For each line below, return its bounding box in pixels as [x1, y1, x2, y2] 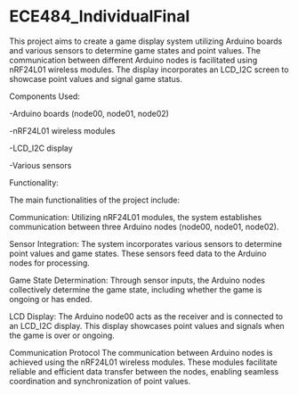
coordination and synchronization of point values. [9, 375, 191, 386]
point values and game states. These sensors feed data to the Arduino [9, 248, 267, 259]
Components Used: [9, 91, 80, 102]
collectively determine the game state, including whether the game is [9, 284, 262, 295]
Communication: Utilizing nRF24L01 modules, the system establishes [9, 211, 262, 222]
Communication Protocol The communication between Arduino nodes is [9, 347, 273, 358]
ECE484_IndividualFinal [9, 6, 190, 27]
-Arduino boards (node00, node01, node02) [9, 108, 169, 119]
